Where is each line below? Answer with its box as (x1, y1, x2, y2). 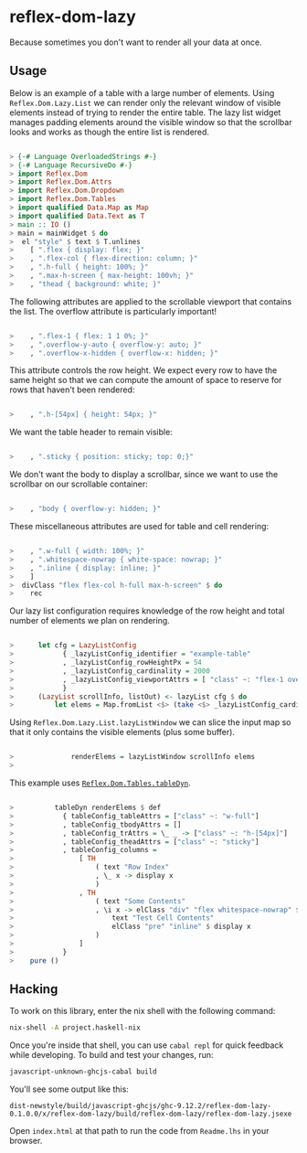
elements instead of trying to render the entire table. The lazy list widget (9, 107, 281, 118)
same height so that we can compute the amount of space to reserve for (9, 375, 282, 386)
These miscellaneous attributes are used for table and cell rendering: (9, 521, 270, 531)
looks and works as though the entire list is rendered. (9, 126, 210, 137)
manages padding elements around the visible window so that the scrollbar (9, 116, 292, 127)
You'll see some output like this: (9, 1084, 130, 1094)
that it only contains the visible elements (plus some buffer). (9, 727, 236, 738)
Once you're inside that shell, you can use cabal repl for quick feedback (9, 1040, 284, 1051)
